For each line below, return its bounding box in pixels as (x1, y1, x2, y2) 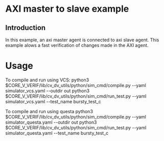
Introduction (5, 23, 46, 32)
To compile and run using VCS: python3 (5, 77, 89, 83)
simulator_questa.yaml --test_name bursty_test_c (5, 130, 109, 136)
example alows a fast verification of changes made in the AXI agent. (5, 42, 149, 48)
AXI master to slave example (5, 3, 129, 15)
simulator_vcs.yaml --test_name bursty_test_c (5, 98, 101, 104)
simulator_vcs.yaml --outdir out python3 (5, 88, 90, 94)
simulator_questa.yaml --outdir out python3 (5, 119, 97, 125)
